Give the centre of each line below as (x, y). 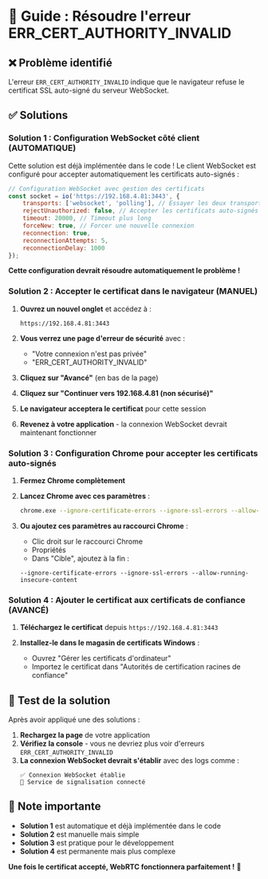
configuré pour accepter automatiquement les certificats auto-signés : (124, 174)
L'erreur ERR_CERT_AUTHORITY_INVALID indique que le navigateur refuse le (126, 82)
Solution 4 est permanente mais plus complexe (98, 851)
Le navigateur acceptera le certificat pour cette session (113, 408)
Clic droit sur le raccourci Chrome (87, 541)
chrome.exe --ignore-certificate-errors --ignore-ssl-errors (124, 511)
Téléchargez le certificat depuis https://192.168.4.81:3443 (119, 628)
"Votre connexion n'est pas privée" (89, 354)
